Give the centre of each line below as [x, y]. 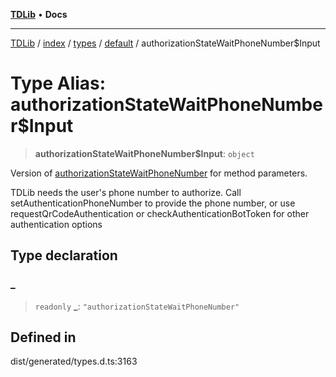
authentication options [56, 224]
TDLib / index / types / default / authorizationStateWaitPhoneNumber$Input [165, 43]
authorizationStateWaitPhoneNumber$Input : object [144, 153]
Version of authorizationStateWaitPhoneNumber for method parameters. [159, 173]
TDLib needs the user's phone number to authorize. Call [126, 192]
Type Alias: [58, 83]
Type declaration [64, 255]
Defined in [43, 337]
